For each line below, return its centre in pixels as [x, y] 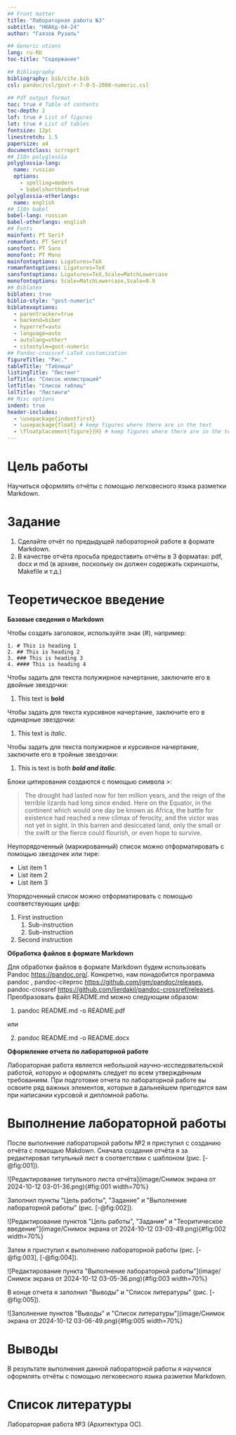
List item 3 [32, 882]
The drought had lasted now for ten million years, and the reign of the [125, 795]
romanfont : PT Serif [38, 242]
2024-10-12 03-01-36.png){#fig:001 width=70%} [78, 1186]
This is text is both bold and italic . [67, 767]
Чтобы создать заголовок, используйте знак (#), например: [97, 633]
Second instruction [45, 939]
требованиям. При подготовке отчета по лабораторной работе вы [107, 1080]
